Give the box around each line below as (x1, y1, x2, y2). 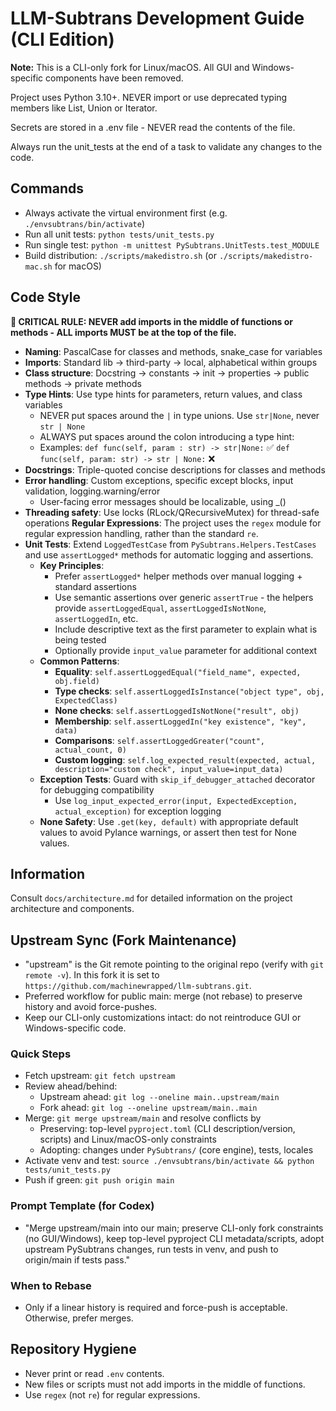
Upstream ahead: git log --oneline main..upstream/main (39, 1091, 280, 1103)
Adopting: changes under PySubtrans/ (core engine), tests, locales (39, 1144, 314, 1156)
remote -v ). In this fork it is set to (24, 969, 160, 981)
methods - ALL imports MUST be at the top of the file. (10, 326, 237, 338)
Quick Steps (10, 1047, 72, 1061)
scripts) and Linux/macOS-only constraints (39, 1133, 217, 1146)
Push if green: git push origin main (24, 1174, 175, 1186)
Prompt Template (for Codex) (10, 1199, 155, 1213)
